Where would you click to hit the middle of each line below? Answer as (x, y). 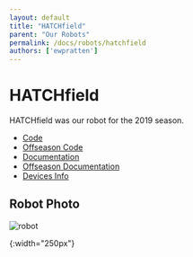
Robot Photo (45, 204)
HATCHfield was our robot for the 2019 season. (96, 120)
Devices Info (45, 176)
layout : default (39, 18)
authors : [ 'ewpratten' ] (54, 51)
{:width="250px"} (42, 243)
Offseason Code (53, 147)
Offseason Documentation (71, 166)
